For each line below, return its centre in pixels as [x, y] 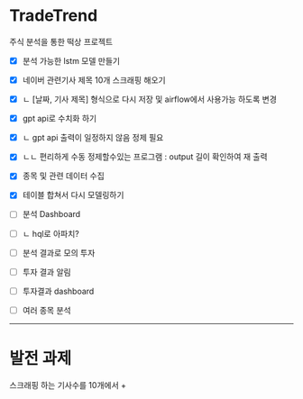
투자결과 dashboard [58, 291]
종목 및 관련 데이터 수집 [64, 176]
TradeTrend [54, 16]
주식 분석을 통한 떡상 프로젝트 [61, 41]
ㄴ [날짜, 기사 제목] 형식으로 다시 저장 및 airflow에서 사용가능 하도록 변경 [150, 99]
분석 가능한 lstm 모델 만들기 [71, 60]
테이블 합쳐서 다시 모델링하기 [73, 195]
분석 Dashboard [51, 214]
